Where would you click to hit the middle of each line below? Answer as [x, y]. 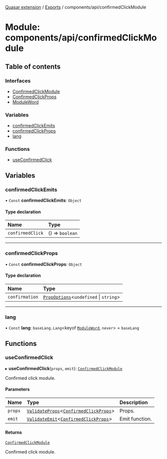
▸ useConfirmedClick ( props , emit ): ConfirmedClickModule [64, 368]
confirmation [23, 297]
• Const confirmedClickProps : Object [44, 264]
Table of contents [33, 66]
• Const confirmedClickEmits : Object [43, 200]
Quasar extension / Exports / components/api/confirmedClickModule [76, 7]
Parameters [17, 390]
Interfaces [18, 80]
